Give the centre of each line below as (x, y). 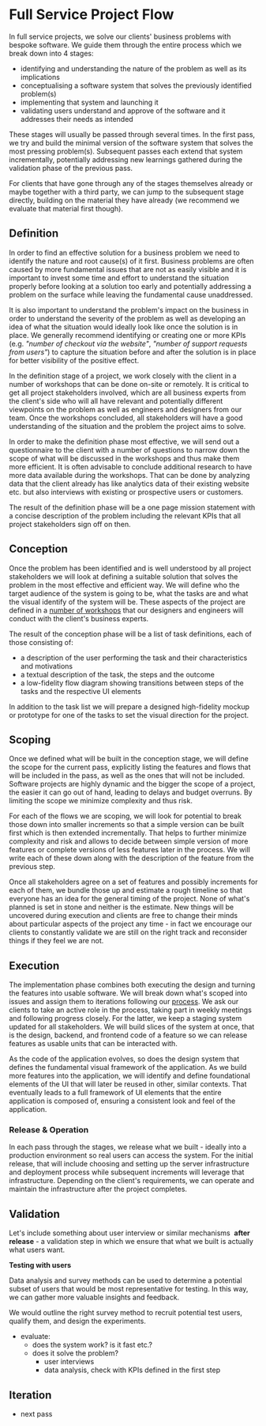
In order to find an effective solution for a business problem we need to (124, 252)
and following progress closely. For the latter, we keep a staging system (126, 1018)
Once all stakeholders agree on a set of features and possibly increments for (133, 882)
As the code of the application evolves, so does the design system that (124, 1059)
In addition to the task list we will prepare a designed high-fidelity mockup (129, 707)
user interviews (69, 1362)
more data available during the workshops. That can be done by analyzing (130, 475)
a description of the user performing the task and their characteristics (134, 658)
